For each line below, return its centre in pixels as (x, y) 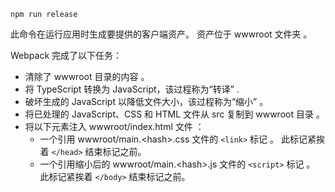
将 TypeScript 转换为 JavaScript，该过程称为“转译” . (132, 89)
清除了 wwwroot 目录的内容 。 (87, 76)
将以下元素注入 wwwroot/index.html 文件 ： (114, 126)
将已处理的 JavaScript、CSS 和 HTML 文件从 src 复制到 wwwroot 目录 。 (174, 114)
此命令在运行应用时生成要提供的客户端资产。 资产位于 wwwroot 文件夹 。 (161, 34)
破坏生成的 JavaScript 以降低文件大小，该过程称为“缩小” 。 (146, 101)
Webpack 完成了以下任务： (66, 55)
